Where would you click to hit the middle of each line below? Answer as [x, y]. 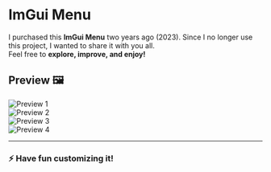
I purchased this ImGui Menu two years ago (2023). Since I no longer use [131, 37]
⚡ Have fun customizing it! [61, 158]
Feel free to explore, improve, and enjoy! [77, 54]
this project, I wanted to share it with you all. [81, 45]
